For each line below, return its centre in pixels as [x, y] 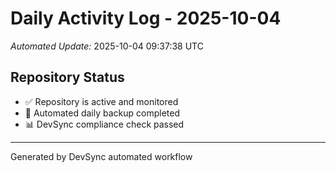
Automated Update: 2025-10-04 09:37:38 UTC [107, 46]
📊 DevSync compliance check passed [104, 124]
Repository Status [67, 77]
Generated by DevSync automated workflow [101, 156]
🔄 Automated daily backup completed [102, 113]
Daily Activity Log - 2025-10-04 [146, 18]
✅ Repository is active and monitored [101, 101]
